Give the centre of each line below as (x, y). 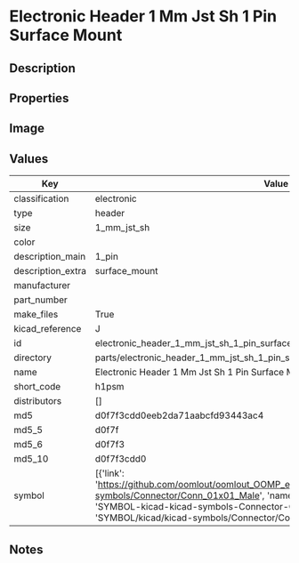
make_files (36, 315)
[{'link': (109, 473)
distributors (38, 401)
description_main (50, 257)
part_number (41, 300)
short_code (37, 387)
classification (41, 199)
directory (32, 358)
